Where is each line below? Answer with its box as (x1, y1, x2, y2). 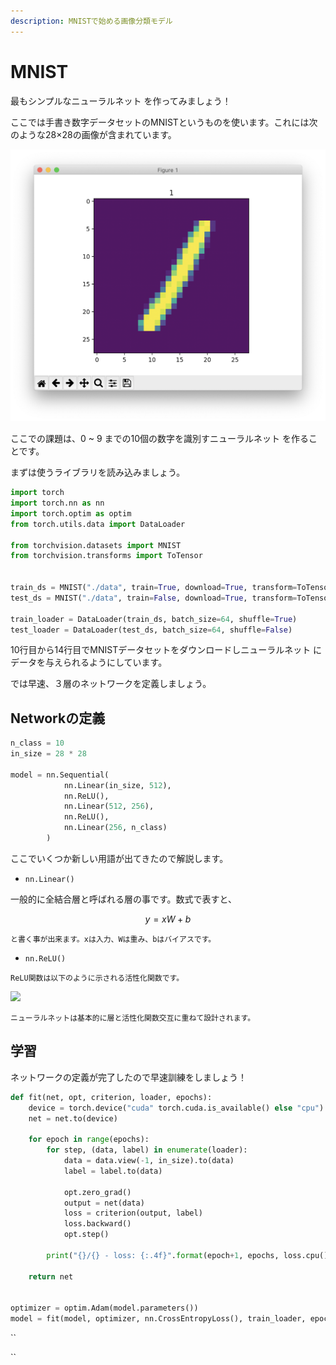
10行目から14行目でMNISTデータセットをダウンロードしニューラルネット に (10, 644, 323, 656)
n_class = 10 (10, 738, 65, 749)
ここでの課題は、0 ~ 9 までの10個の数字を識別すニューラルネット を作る (10, 433, 310, 445)
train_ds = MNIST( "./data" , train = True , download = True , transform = (10, 583, 298, 593)
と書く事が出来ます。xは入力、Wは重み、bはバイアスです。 (10, 934, 217, 944)
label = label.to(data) (63, 1166, 163, 1176)
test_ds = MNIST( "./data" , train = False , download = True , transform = (10, 593, 298, 603)
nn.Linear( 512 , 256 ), (63, 801, 155, 812)
